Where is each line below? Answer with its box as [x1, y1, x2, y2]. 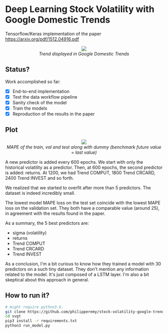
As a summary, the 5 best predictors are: [5, 220, 89, 226]
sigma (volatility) [12, 229, 47, 236]
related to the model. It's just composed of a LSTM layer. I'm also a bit [5, 271, 149, 277]
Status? [5, 65, 30, 74]
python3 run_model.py [5, 323, 50, 328]
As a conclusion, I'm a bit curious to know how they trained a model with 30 [5, 260, 161, 266]
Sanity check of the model [12, 99, 67, 106]
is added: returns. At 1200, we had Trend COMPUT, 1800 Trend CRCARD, [5, 169, 156, 176]
